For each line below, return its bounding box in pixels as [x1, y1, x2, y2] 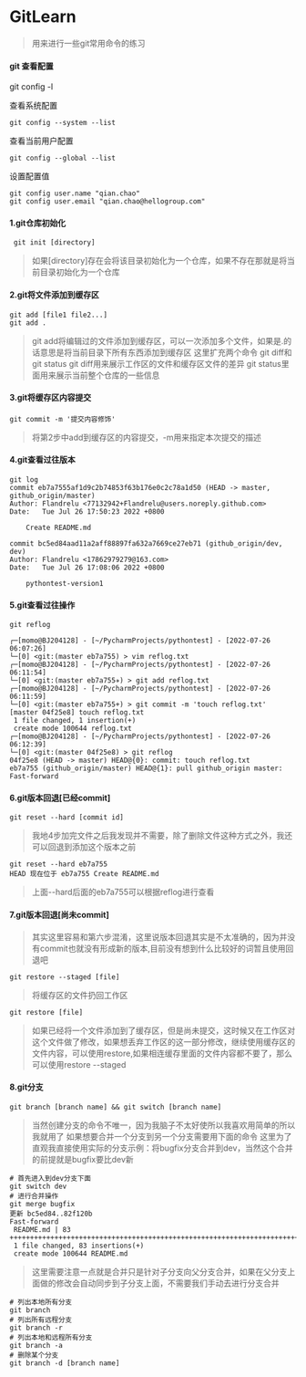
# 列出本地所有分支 [9, 1298, 73, 1307]
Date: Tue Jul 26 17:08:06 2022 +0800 [9, 563, 166, 572]
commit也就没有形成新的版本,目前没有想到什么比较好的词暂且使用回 [39, 943, 294, 954]
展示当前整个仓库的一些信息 [56, 370, 160, 381]
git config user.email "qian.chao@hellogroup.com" [9, 197, 206, 206]
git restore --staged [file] [9, 972, 120, 982]
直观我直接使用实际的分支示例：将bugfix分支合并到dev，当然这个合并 [31, 1142, 293, 1153]
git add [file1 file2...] [9, 310, 107, 319]
